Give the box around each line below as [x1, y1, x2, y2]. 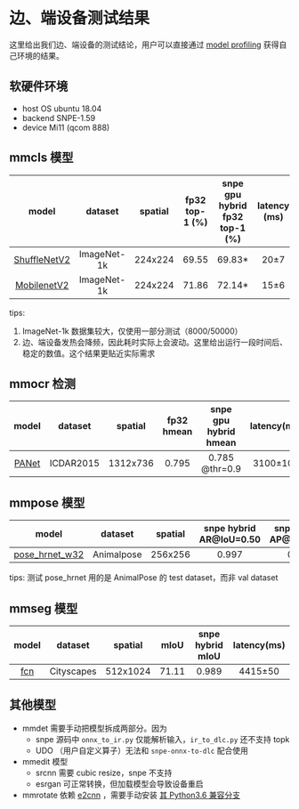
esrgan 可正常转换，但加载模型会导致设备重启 [35, 778, 204, 789]
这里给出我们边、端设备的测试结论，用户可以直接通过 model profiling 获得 [9, 39, 279, 50]
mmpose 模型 [9, 495, 85, 510]
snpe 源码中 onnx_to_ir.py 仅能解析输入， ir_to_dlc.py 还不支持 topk [35, 733, 290, 744]
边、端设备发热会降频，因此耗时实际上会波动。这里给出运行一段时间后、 [21, 336, 287, 347]
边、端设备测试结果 [9, 8, 150, 28]
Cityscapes [49, 665, 97, 677]
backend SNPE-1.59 [21, 112, 96, 123]
